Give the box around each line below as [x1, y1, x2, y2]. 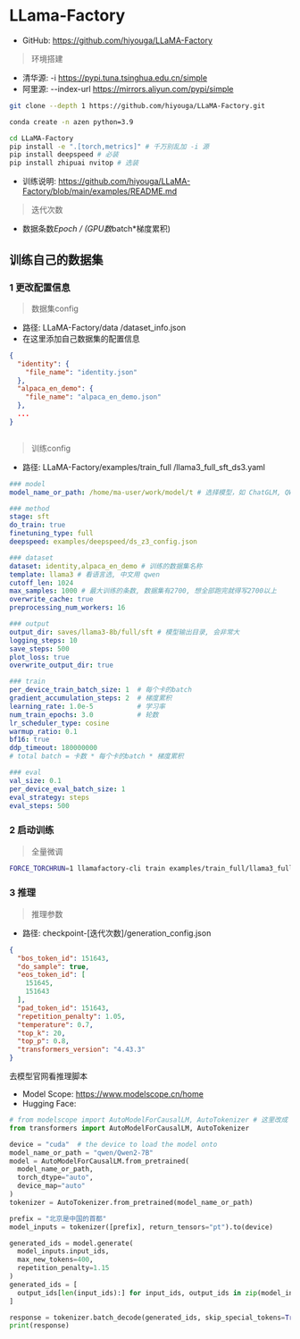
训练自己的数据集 [9, 252, 104, 267]
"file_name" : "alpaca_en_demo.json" [25, 392, 162, 402]
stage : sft [9, 512, 50, 521]
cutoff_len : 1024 [9, 578, 74, 587]
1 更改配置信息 [9, 281, 71, 293]
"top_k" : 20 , [17, 1029, 66, 1038]
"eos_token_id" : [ [17, 971, 87, 980]
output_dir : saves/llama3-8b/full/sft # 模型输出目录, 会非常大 [9, 627, 240, 636]
